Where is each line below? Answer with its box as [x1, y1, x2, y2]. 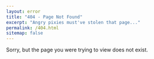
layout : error [6, 8, 41, 15]
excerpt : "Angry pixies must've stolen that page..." [6, 19, 141, 25]
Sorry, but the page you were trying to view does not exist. [6, 46, 148, 53]
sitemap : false [6, 30, 43, 36]
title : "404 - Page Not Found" [6, 14, 83, 20]
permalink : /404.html [6, 25, 59, 31]
